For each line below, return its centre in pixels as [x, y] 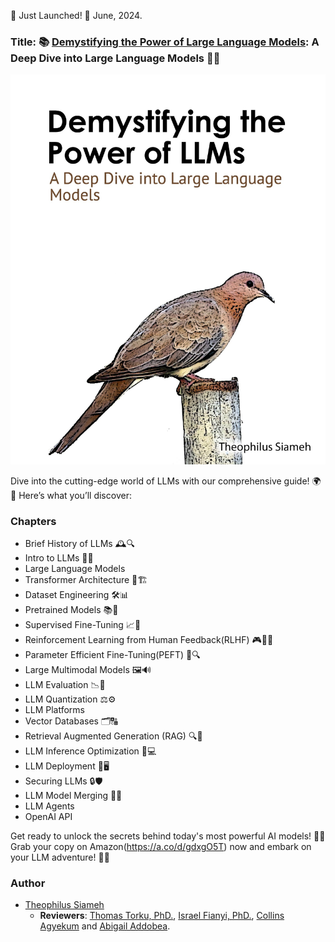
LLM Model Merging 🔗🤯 [73, 795]
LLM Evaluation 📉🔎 [65, 684]
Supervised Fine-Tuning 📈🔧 [83, 624]
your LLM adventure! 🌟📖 [60, 857]
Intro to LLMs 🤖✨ [59, 557]
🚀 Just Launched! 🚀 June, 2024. [76, 15]
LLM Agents [49, 806]
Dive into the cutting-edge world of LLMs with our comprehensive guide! [160, 481]
